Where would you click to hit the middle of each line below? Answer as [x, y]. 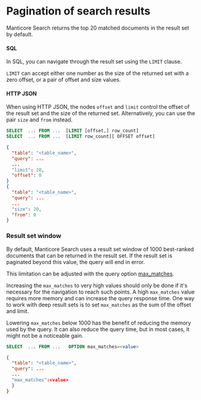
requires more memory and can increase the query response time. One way [101, 298]
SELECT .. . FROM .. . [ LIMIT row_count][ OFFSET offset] [81, 137]
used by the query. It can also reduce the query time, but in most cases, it [98, 329]
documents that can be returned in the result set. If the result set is [89, 256]
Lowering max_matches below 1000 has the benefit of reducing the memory [99, 323]
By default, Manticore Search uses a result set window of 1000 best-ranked [100, 249]
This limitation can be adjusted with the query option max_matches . [90, 274]
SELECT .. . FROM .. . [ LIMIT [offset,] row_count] [72, 131]
